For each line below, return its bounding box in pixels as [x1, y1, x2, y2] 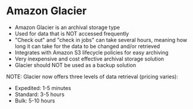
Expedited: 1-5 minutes [14, 84, 71, 91]
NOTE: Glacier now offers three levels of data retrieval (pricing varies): [6, 73, 178, 80]
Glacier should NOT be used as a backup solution [14, 61, 137, 69]
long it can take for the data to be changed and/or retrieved [14, 43, 160, 50]
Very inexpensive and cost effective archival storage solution [14, 55, 164, 62]
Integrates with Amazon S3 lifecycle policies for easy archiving [14, 49, 169, 56]
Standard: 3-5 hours [14, 91, 65, 98]
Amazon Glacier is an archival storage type [14, 24, 121, 31]
